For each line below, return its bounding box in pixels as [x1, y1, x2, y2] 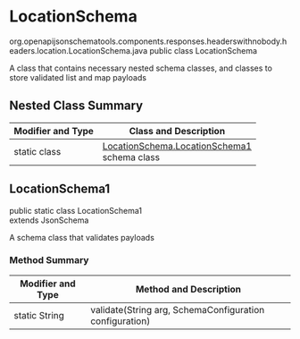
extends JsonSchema [9, 215, 89, 225]
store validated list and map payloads [9, 72, 147, 82]
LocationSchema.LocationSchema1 [102, 140, 253, 152]
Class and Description [129, 124, 226, 137]
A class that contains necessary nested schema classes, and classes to [9, 63, 272, 73]
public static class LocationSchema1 [9, 205, 143, 216]
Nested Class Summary [9, 98, 144, 114]
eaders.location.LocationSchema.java [9, 45, 148, 55]
